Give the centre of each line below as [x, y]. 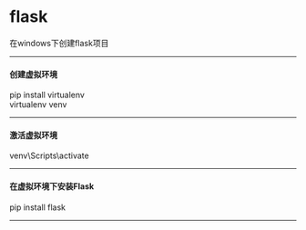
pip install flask [38, 207]
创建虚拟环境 [33, 74]
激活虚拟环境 [33, 135]
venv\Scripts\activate [49, 155]
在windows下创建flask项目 [59, 43]
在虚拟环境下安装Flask [52, 186]
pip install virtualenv [47, 95]
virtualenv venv [38, 105]
